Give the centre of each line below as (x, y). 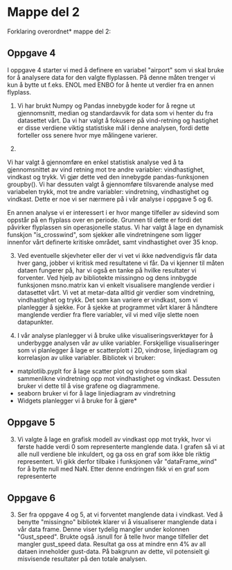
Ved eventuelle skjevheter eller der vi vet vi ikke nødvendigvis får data (117, 255)
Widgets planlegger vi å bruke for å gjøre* (77, 400)
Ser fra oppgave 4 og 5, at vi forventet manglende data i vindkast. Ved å (120, 514)
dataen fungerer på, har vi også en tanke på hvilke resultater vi (107, 270)
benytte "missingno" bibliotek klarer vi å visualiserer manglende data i (117, 522)
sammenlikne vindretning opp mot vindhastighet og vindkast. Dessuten (118, 378)
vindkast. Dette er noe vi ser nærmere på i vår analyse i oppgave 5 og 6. (110, 199)
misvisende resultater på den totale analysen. (82, 559)
